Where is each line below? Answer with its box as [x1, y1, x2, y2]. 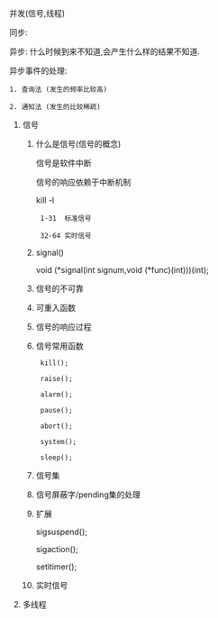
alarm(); [40, 390, 74, 399]
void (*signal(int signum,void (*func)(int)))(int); [35, 265, 210, 275]
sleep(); [40, 453, 74, 462]
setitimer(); [35, 561, 77, 572]
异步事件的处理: [9, 66, 68, 76]
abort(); [40, 422, 74, 431]
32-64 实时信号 [40, 232, 92, 241]
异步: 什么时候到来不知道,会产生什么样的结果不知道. [9, 46, 201, 57]
